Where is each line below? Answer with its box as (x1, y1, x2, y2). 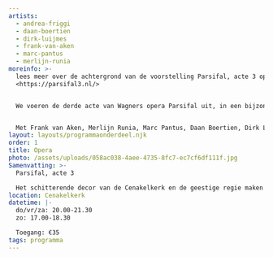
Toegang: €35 (15, 229, 60, 237)
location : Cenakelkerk (8, 191, 85, 199)
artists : (8, 11, 38, 20)
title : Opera (8, 146, 53, 155)
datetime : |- (8, 198, 53, 207)
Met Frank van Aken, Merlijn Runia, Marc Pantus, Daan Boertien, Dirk (15, 124, 260, 132)
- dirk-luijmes (15, 34, 67, 43)
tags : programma (8, 236, 63, 244)
